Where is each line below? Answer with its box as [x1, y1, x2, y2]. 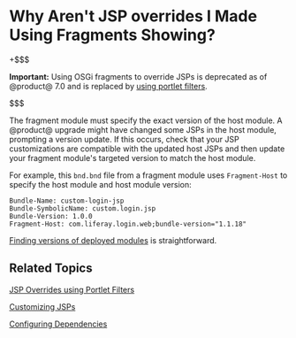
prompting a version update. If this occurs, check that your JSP [9, 134, 240, 144]
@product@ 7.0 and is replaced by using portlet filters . [9, 81, 208, 91]
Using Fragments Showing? [9, 25, 216, 45]
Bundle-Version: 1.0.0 [9, 211, 93, 220]
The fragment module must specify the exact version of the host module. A [9, 115, 283, 126]
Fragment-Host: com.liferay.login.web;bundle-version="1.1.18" [9, 219, 247, 228]
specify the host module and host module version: [9, 179, 192, 189]
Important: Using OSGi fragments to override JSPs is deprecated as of [9, 71, 268, 81]
